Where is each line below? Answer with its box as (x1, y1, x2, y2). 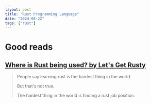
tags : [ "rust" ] (5, 20, 36, 26)
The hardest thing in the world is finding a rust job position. (17, 93, 135, 99)
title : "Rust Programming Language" (5, 12, 79, 17)
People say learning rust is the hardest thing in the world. (17, 74, 132, 80)
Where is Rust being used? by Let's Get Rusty (5, 61, 146, 69)
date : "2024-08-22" (5, 16, 45, 21)
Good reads (5, 42, 53, 52)
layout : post (5, 7, 32, 12)
